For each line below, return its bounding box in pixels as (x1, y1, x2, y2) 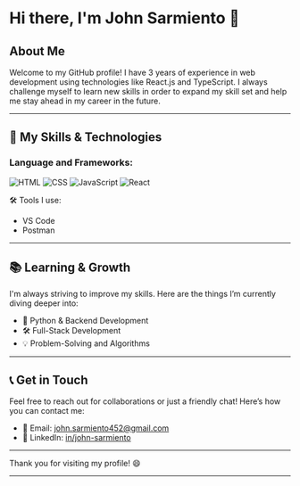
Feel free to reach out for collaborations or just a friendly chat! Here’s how (9, 396, 281, 407)
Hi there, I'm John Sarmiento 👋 (9, 8, 240, 29)
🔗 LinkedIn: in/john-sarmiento (21, 432, 131, 443)
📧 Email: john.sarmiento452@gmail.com (21, 423, 170, 433)
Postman (21, 225, 55, 235)
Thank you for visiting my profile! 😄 (9, 458, 141, 469)
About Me (9, 44, 65, 59)
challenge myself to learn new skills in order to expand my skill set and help (9, 86, 287, 96)
